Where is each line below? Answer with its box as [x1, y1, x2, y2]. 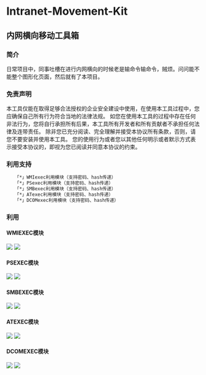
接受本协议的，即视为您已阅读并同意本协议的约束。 [11, 143, 141, 151]
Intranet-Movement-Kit [6, 4, 128, 18]
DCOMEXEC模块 [6, 348, 49, 355]
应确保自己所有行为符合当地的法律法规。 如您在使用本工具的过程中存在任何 [6, 112, 196, 120]
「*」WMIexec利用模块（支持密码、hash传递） [14, 174, 116, 180]
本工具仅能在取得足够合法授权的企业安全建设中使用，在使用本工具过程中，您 [6, 105, 200, 112]
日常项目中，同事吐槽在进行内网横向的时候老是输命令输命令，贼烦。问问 [6, 65, 189, 72]
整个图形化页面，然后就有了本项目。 [11, 72, 103, 80]
